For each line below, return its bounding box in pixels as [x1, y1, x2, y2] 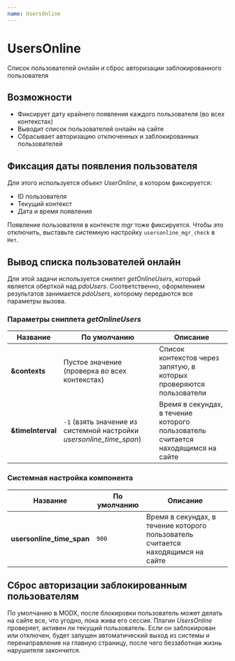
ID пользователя [17, 192, 67, 200]
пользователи [159, 388, 207, 398]
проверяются [159, 379, 205, 389]
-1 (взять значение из [63, 417, 138, 427]
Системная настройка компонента [7, 473, 134, 483]
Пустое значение [63, 357, 122, 367]
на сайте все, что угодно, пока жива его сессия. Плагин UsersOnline [7, 616, 213, 625]
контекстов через [159, 353, 220, 363]
